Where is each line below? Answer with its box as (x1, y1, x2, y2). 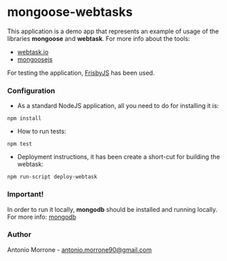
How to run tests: (17, 127, 67, 136)
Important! (7, 190, 44, 199)
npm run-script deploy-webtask (7, 174, 98, 181)
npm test (7, 141, 33, 147)
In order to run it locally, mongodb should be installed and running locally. (7, 205, 218, 213)
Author (7, 230, 32, 240)
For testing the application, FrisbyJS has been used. (7, 69, 155, 77)
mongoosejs (17, 55, 53, 63)
